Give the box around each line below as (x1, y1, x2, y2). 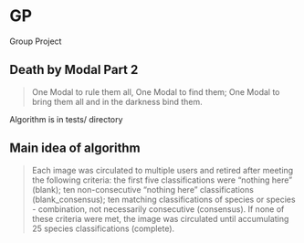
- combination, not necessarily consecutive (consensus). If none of (31, 203, 285, 215)
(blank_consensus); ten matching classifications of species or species (31, 194, 296, 205)
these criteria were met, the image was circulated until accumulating (31, 213, 289, 224)
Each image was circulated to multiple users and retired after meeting (31, 164, 294, 175)
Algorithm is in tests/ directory (9, 113, 123, 124)
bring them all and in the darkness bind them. (31, 96, 203, 107)
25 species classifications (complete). (31, 223, 175, 234)
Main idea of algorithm (9, 141, 141, 156)
